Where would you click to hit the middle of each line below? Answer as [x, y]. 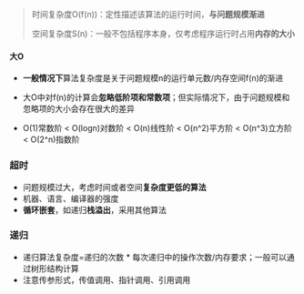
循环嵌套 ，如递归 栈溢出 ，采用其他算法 [94, 209]
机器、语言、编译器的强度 [71, 198]
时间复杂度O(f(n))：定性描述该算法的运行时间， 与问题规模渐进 [148, 14]
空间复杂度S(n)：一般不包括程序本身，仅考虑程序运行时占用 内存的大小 [163, 34]
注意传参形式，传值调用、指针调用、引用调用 [106, 279]
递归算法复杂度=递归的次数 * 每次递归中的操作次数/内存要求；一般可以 [154, 257]
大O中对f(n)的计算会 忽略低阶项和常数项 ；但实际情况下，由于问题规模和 [156, 97]
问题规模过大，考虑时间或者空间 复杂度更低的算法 [114, 187]
